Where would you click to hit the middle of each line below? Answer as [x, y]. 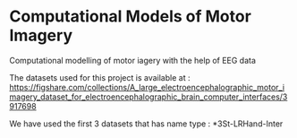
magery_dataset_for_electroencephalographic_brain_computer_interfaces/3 [148, 97]
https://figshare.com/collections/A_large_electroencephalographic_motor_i [147, 87]
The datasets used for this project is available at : [100, 77]
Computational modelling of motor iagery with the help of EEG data [133, 60]
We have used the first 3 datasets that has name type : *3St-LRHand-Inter [146, 124]
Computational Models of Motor [131, 17]
